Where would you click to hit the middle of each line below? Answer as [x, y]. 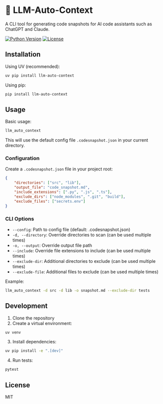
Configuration [22, 159]
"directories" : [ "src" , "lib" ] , [47, 183]
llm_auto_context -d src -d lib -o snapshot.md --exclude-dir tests [78, 290]
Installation [23, 54]
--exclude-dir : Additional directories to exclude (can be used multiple [84, 261]
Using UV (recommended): [33, 66]
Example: [15, 281]
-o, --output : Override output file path [52, 245]
